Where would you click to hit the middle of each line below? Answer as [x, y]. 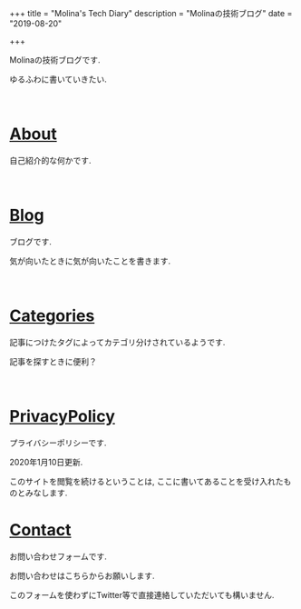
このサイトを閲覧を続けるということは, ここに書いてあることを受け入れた [146, 481]
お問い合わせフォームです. [58, 556]
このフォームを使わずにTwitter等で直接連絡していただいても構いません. [142, 594]
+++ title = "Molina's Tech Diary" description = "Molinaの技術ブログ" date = [151, 13]
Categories [52, 316]
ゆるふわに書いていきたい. [58, 79]
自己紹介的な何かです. [51, 160]
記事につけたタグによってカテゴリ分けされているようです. [117, 342]
